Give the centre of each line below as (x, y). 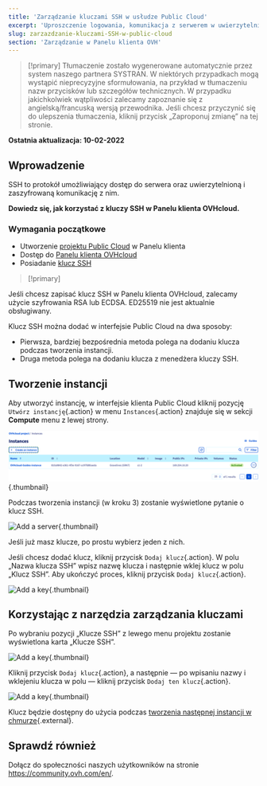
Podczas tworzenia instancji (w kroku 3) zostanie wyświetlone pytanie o (126, 502)
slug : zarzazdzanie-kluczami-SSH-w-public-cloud (90, 33)
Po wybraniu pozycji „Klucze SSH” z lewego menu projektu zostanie (120, 634)
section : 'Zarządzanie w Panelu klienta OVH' (85, 42)
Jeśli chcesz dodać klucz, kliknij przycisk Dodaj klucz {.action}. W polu (124, 557)
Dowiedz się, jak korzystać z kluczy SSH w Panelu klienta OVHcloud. (124, 209)
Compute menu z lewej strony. (58, 420)
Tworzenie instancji (58, 383)
